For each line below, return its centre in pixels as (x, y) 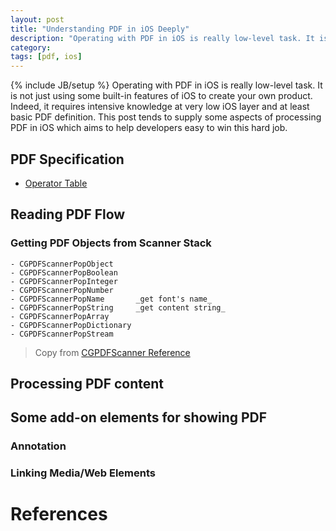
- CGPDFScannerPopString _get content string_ (118, 307)
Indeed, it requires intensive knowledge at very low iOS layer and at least (160, 107)
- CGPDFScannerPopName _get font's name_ (111, 299)
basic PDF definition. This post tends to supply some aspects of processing (166, 117)
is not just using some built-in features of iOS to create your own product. (161, 96)
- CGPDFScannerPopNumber (62, 290)
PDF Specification (67, 159)
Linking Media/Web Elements (83, 473)
